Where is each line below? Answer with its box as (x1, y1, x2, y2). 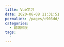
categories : (5, 21, 29, 26)
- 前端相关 (9, 25, 29, 30)
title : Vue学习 (5, 7, 34, 12)
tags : (5, 30, 16, 35)
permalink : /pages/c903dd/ (5, 16, 60, 21)
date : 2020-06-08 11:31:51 (5, 12, 60, 17)
